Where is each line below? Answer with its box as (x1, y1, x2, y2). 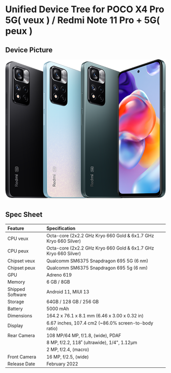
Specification (46, 225, 75, 231)
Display (7, 322, 23, 329)
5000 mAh (46, 306, 69, 312)
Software (7, 291, 27, 297)
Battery (7, 306, 23, 312)
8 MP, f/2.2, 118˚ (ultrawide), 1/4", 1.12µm (46, 339, 137, 345)
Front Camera (7, 354, 37, 360)
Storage (7, 299, 24, 305)
